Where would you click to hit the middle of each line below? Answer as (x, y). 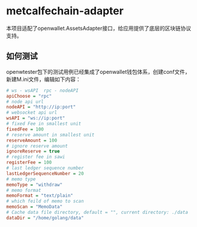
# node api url (25, 102)
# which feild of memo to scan (45, 201)
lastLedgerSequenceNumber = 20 (45, 173)
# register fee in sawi (36, 157)
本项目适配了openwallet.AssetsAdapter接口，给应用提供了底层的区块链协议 (99, 28)
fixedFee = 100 (25, 129)
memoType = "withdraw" (34, 185)
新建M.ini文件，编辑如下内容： (44, 79)
